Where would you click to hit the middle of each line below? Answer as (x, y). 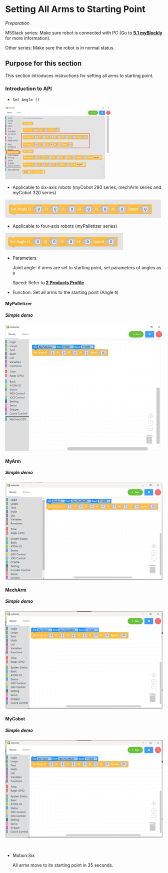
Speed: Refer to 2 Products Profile (48, 282)
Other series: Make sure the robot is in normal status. (60, 48)
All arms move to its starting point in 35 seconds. (63, 865)
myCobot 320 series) (34, 193)
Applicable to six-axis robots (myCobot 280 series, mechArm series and (87, 187)
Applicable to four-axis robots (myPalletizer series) (65, 226)
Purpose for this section (43, 64)
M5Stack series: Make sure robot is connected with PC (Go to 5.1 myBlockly (84, 33)
